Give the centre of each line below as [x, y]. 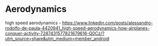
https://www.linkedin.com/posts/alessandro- [107, 23]
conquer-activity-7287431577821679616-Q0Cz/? [55, 33]
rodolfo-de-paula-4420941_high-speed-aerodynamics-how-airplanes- [77, 28]
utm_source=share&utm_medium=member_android [57, 39]
